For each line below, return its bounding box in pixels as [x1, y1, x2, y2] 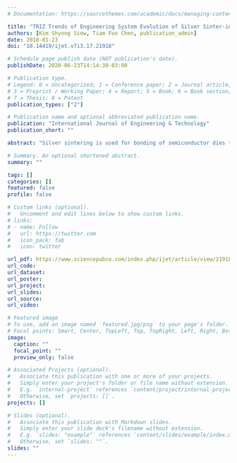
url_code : [7, 262, 37, 270]
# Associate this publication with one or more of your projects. [7, 373, 213, 381]
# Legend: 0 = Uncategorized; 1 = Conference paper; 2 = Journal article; [7, 81, 232, 88]
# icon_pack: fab [7, 237, 65, 244]
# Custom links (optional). [7, 204, 90, 211]
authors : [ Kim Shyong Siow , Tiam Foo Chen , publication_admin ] [7, 30, 197, 37]
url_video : [7, 302, 39, 309]
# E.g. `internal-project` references [7, 386, 128, 393]
